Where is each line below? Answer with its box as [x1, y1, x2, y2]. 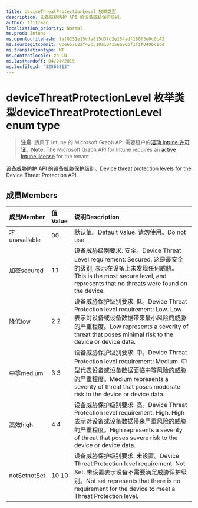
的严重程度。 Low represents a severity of [74, 323, 189, 331]
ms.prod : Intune [6, 31, 46, 37]
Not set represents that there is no [85, 477, 181, 485]
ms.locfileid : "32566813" [6, 63, 70, 70]
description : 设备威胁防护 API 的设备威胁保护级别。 [6, 14, 124, 20]
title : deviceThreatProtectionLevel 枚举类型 [6, 8, 117, 15]
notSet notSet [9, 471, 46, 480]
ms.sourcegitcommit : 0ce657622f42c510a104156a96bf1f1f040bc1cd [6, 42, 165, 48]
